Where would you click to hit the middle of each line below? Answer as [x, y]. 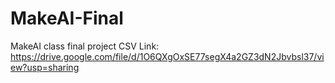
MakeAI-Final [67, 18]
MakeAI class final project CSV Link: [85, 46]
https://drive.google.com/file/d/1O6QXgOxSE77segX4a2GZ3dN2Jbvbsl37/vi [167, 56]
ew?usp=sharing [45, 67]
